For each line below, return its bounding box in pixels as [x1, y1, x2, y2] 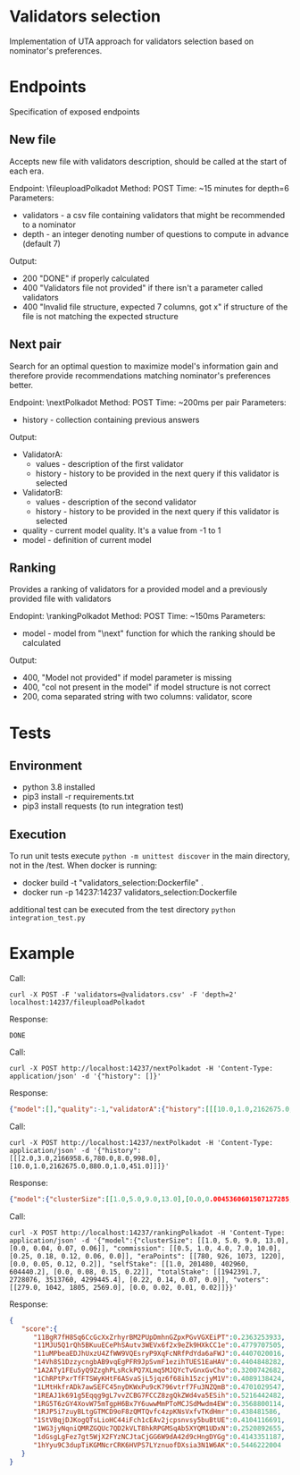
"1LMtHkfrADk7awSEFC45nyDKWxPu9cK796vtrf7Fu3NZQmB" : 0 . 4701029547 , [32, 1382, 286, 1392]
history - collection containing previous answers [21, 414, 200, 425]
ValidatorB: [21, 487, 63, 497]
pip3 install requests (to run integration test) [21, 801, 185, 811]
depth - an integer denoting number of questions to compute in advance [21, 228, 289, 239]
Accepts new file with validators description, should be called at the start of [9, 156, 287, 166]
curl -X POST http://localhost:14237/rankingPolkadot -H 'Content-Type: [9, 1228, 286, 1237]
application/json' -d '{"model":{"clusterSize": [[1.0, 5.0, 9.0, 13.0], [9, 1236, 290, 1245]
